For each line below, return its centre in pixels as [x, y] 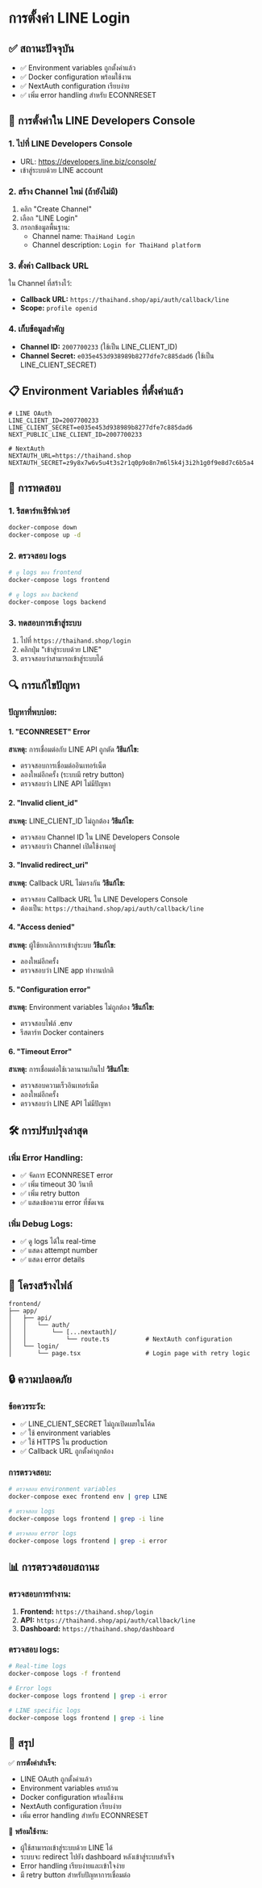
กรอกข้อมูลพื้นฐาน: [45, 227]
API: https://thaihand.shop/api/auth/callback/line [108, 1620]
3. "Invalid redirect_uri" [48, 865]
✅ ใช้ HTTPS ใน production [64, 1442]
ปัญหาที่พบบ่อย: [33, 713]
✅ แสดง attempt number [59, 1250]
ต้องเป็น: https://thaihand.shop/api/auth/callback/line [112, 908]
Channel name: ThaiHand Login [83, 236]
